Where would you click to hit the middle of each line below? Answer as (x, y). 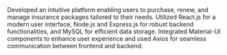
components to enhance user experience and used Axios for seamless (107, 39)
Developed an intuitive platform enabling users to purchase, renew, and (108, 10)
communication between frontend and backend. (75, 46)
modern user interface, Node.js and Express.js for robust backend (100, 24)
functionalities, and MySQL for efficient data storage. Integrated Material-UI (114, 31)
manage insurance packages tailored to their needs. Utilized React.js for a (111, 17)
